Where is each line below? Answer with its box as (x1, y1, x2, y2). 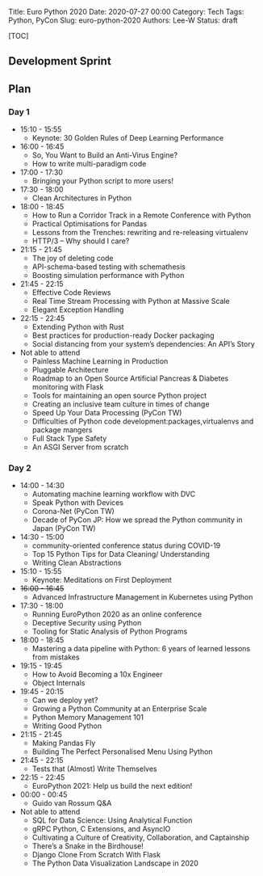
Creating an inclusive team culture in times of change (31, 399, 210, 409)
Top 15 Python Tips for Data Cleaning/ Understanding (31, 550, 210, 559)
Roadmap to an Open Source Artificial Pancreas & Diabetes (31, 373, 229, 383)
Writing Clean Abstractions (31, 558, 122, 568)
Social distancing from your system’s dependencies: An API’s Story (31, 339, 256, 349)
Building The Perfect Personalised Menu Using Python (31, 747, 213, 756)
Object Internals (31, 678, 86, 688)
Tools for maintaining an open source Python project (31, 391, 207, 401)
